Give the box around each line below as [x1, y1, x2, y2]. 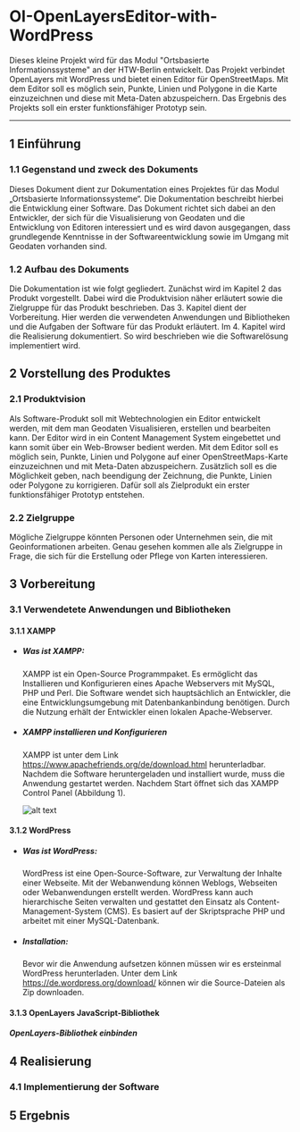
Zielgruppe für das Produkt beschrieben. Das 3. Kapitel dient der [9, 302, 247, 313]
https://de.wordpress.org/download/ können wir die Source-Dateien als [21, 977, 286, 988]
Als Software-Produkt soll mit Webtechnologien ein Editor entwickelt [9, 413, 261, 423]
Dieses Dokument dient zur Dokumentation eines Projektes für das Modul [9, 183, 279, 194]
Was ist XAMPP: [21, 646, 85, 657]
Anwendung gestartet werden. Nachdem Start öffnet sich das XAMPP [21, 777, 279, 788]
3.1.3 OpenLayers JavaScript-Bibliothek [9, 1007, 160, 1018]
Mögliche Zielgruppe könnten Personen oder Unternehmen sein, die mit [9, 532, 273, 542]
